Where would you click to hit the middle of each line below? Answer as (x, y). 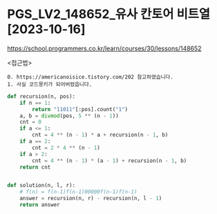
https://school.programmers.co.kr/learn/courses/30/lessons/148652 (104, 48)
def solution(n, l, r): (41, 186)
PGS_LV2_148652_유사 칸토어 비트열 (109, 14)
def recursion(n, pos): (41, 96)
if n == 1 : (35, 103)
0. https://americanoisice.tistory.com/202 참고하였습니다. (91, 77)
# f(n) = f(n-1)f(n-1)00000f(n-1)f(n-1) (78, 192)
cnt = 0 (30, 122)
